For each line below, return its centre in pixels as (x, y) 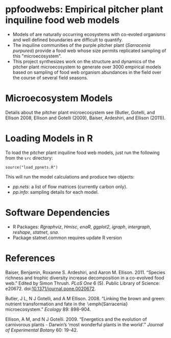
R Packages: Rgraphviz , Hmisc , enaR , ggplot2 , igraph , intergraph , (82, 227)
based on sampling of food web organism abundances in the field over (87, 72)
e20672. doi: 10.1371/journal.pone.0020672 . (51, 289)
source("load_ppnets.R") (32, 167)
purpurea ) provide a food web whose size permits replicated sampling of (89, 50)
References (30, 258)
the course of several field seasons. (50, 77)
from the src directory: (29, 158)
